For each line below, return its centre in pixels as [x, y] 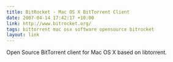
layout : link [23, 35]
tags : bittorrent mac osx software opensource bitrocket [80, 29]
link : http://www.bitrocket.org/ [49, 23]
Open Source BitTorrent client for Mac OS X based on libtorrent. [86, 52]
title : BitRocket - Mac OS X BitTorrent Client [68, 12]
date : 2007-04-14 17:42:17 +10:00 [50, 18]
